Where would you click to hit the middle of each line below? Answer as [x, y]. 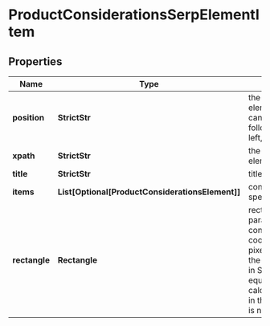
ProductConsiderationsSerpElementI [134, 15]
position [29, 118]
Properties [35, 61]
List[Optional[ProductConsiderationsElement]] [149, 192]
